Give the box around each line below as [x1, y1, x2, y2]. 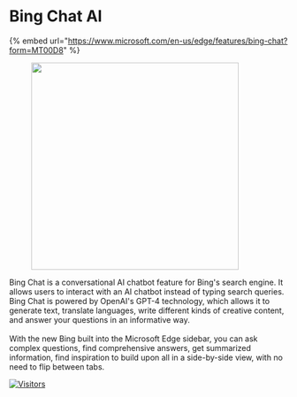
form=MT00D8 [9, 44, 64, 55]
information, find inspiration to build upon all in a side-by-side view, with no [9, 352, 283, 363]
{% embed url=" [9, 35, 69, 46]
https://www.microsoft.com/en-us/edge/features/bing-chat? [67, 35, 288, 46]
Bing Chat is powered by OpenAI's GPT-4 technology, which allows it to [9, 295, 270, 306]
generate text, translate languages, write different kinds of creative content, [9, 305, 285, 316]
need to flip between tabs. [9, 361, 105, 372]
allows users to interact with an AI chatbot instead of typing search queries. [9, 286, 285, 297]
